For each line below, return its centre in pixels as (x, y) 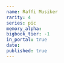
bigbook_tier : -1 (28, 34)
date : (13, 46)
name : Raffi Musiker (32, 12)
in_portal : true (27, 40)
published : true (27, 51)
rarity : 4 (19, 17)
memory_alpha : (24, 28)
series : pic (21, 23)
